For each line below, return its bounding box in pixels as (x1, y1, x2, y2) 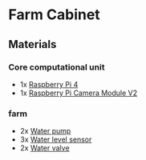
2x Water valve (19, 143, 70, 153)
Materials (8, 38, 57, 51)
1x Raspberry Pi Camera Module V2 (19, 88, 138, 98)
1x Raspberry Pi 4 (19, 79, 79, 89)
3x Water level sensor (19, 134, 92, 145)
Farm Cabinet (8, 6, 100, 24)
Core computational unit (8, 62, 105, 73)
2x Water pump (19, 126, 71, 136)
